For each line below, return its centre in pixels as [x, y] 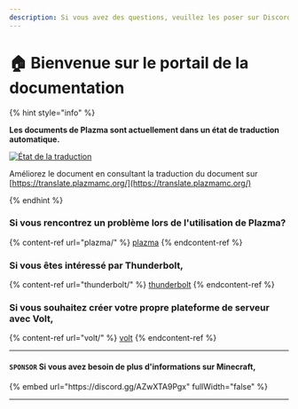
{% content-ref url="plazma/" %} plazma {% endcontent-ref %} [126, 242]
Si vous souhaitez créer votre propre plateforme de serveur [140, 308]
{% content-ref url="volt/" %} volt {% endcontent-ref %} [113, 338]
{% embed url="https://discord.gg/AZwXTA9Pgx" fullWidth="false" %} [139, 386]
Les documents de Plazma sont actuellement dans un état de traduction [144, 130]
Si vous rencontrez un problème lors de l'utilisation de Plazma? [148, 223]
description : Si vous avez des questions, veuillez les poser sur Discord [150, 17]
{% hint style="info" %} [52, 113]
